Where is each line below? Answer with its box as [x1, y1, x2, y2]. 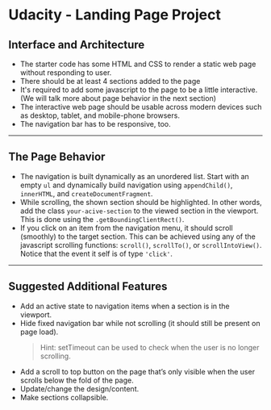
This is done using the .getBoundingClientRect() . [19, 214, 185, 224]
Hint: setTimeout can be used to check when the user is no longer [40, 342, 260, 352]
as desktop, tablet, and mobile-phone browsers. [19, 111, 180, 120]
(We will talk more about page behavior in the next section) [19, 94, 216, 102]
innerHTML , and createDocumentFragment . [19, 188, 153, 199]
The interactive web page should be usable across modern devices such [19, 102, 262, 111]
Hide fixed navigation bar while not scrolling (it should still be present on [19, 318, 261, 328]
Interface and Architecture [8, 38, 145, 52]
